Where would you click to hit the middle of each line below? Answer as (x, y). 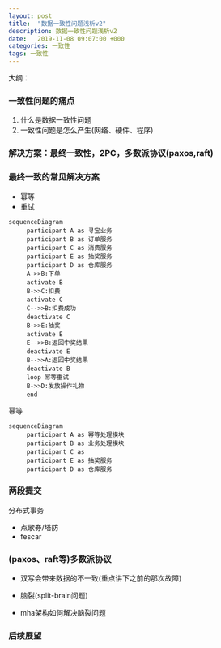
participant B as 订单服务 (69, 239)
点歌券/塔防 (39, 527)
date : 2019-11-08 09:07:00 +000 (67, 39)
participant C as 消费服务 (69, 248)
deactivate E (48, 351)
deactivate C (48, 317)
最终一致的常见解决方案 (54, 177)
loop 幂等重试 (48, 377)
